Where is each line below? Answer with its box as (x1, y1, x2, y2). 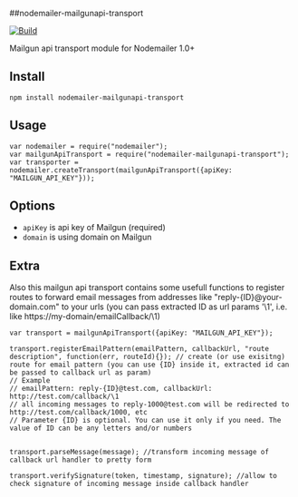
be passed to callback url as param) (9, 368, 152, 377)
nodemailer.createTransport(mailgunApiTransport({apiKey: (9, 165, 233, 175)
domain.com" (9, 301, 60, 312)
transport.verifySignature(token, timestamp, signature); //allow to (9, 472, 278, 481)
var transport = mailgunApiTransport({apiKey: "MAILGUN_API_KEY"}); (9, 328, 274, 338)
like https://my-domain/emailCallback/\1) (9, 311, 160, 322)
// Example (9, 376, 51, 385)
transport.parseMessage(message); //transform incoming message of (9, 448, 270, 457)
